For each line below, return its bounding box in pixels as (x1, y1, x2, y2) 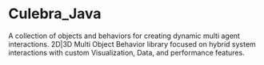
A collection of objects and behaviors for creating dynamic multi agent (8, 31, 240, 40)
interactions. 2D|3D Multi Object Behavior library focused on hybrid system (8, 39, 256, 48)
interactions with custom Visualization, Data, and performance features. (8, 48, 246, 57)
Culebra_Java (8, 5, 102, 23)
